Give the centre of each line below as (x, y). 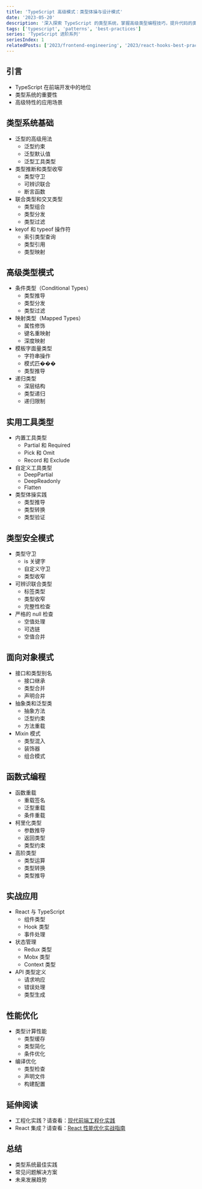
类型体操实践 (31, 494)
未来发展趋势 (31, 1179)
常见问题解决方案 (36, 1172)
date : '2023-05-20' (31, 17)
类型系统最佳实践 (36, 1164)
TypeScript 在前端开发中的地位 (53, 87)
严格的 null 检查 (34, 614)
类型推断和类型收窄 (39, 169)
